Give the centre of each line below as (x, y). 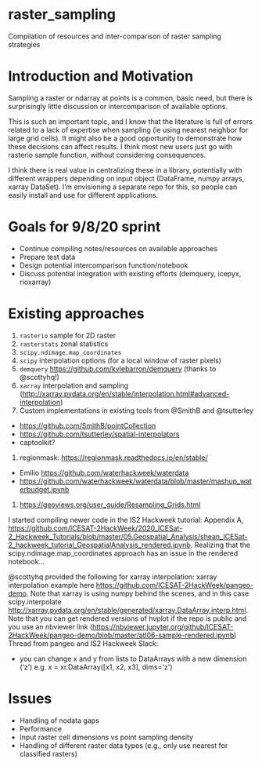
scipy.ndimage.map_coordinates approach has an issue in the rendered (123, 553)
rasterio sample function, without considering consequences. (107, 155)
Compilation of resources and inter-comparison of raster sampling (115, 36)
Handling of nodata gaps (59, 720)
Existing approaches (76, 314)
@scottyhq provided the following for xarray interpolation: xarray (113, 576)
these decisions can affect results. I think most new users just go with (120, 146)
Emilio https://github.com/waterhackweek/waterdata (104, 472)
